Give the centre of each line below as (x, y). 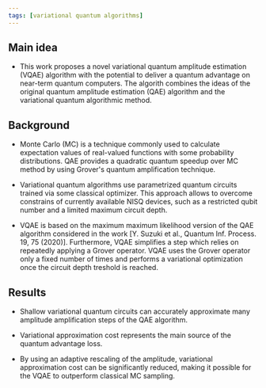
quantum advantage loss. (61, 344)
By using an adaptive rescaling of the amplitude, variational (116, 359)
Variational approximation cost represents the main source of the (125, 335)
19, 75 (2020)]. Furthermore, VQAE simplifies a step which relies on (129, 242)
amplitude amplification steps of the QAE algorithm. (104, 320)
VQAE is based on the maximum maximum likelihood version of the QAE (137, 226)
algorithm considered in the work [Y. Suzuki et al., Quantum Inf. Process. (138, 234)
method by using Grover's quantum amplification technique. (118, 169)
